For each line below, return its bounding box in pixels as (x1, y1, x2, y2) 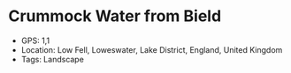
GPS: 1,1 (20, 35, 50, 46)
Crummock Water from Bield (8, 6, 222, 26)
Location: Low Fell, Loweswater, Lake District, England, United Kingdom (20, 44, 283, 55)
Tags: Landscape (20, 54, 85, 64)
